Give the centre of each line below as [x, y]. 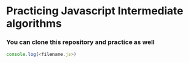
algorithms [34, 23]
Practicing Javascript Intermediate [95, 11]
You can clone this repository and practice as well [80, 42]
